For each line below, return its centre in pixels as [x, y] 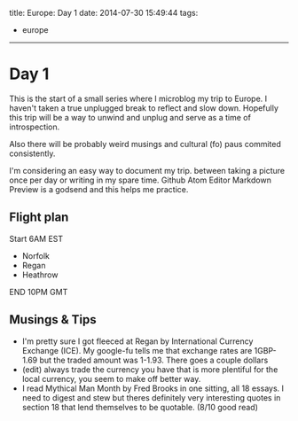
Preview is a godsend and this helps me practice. [99, 189]
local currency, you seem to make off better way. [111, 378]
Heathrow [40, 275]
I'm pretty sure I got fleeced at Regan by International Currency [137, 341]
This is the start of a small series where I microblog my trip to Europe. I [138, 98]
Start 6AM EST [36, 238]
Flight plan [39, 218]
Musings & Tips [53, 320]
